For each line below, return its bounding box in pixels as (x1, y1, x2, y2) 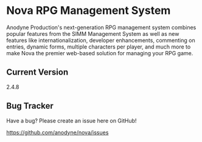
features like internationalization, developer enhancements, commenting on (6, 36, 196, 44)
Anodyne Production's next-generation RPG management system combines (6, 24, 197, 31)
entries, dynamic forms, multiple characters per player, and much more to (6, 43, 191, 50)
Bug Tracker (6, 101, 54, 111)
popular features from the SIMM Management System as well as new (6, 30, 179, 37)
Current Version (6, 67, 69, 78)
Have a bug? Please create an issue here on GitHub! (6, 117, 137, 124)
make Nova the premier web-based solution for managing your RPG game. (6, 49, 193, 56)
